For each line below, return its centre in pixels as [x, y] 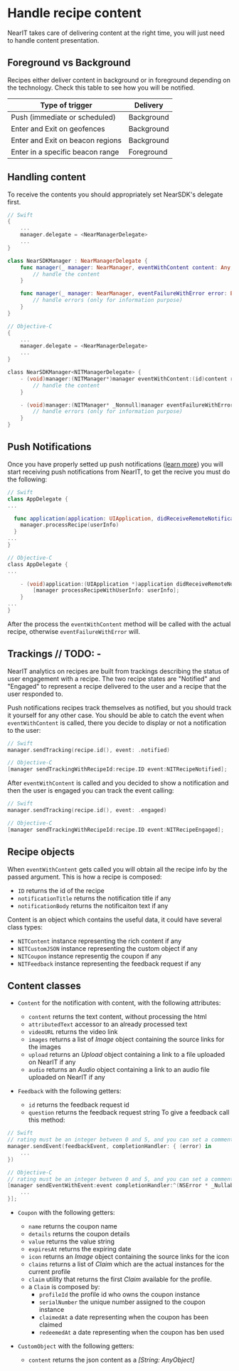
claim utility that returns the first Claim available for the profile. [120, 1279]
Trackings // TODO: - [54, 654]
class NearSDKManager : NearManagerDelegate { [78, 261]
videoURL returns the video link [73, 1032]
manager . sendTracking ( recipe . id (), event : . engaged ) [87, 810]
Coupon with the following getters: [66, 1213]
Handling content [47, 177]
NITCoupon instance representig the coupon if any [90, 956]
